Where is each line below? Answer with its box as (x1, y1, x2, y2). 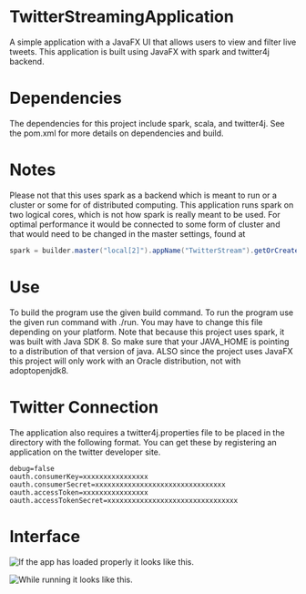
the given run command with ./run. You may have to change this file (9, 316, 263, 327)
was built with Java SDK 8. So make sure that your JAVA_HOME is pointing (9, 335, 290, 347)
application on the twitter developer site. (9, 446, 161, 457)
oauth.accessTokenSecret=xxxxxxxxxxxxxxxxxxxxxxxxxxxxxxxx (9, 496, 239, 505)
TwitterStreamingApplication (9, 6, 234, 27)
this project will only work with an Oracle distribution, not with (9, 355, 241, 366)
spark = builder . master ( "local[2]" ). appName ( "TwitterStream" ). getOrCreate (9, 246, 300, 255)
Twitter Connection (9, 396, 159, 417)
